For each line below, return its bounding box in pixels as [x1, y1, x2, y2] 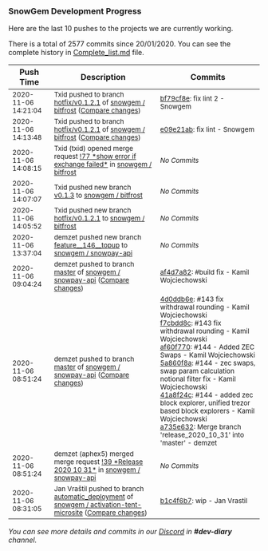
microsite [53, 509, 84, 517]
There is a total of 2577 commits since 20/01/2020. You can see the [8, 39, 231, 49]
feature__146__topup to [53, 241, 128, 250]
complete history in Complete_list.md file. [8, 48, 145, 57]
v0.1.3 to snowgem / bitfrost [53, 191, 144, 200]
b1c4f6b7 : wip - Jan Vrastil [160, 497, 248, 505]
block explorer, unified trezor [160, 398, 250, 408]
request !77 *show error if [53, 152, 137, 161]
